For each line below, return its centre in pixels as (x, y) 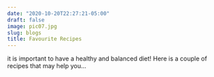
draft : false (26, 20)
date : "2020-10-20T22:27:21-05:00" (59, 13)
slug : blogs (24, 33)
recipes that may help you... (47, 66)
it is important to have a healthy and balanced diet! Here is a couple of (107, 58)
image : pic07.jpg (32, 26)
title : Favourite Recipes (44, 39)
